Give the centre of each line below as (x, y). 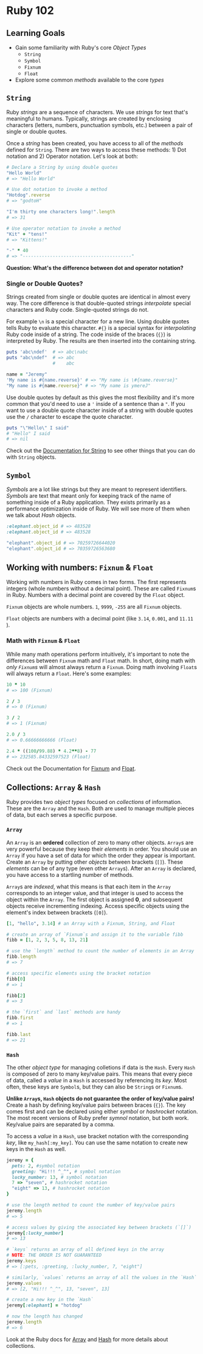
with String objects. (31, 457)
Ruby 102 (30, 11)
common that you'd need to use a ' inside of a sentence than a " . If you (96, 404)
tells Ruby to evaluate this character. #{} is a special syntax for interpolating (101, 328)
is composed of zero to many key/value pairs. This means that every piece (99, 1074)
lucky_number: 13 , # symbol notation (60, 1177)
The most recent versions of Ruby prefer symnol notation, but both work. (98, 1118)
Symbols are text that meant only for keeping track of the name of (89, 496)
